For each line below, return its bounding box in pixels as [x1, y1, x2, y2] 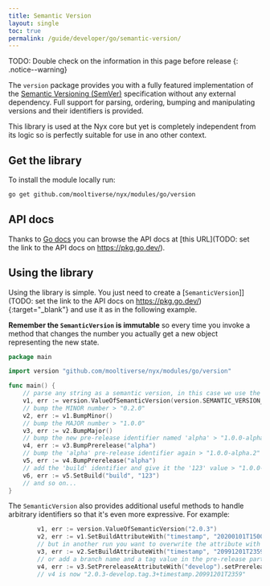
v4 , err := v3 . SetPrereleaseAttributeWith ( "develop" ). [37, 563, 225, 571]
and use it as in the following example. [70, 304, 198, 314]
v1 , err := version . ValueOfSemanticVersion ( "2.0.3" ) [37, 525, 218, 534]
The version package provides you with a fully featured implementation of [8, 80, 254, 90]
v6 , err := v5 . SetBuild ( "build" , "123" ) [22, 472, 160, 480]
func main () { [8, 382, 56, 390]
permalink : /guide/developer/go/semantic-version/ [8, 34, 182, 43]
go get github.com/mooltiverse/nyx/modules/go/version [8, 191, 196, 199]
